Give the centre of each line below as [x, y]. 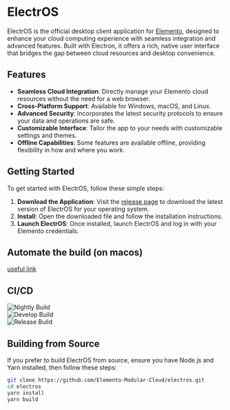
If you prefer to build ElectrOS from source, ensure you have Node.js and [111, 360]
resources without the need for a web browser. [83, 99]
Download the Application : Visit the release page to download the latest [120, 201]
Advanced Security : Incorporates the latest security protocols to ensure [120, 113]
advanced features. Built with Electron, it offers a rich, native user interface [114, 45]
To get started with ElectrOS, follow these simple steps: [86, 188]
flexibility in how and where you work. [71, 150]
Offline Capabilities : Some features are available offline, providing [111, 143]
